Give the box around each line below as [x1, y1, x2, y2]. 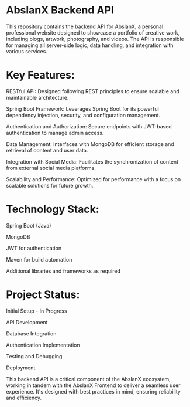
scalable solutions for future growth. [6, 182, 94, 189]
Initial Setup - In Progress [6, 307, 67, 314]
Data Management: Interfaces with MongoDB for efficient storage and [6, 140, 174, 147]
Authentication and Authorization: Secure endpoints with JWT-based [6, 123, 172, 130]
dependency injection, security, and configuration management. [6, 111, 161, 118]
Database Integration [6, 330, 57, 337]
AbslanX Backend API [6, 4, 114, 17]
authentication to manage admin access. [6, 129, 104, 136]
